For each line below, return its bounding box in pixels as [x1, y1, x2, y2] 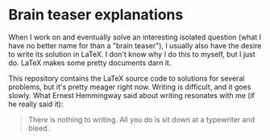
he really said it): [8, 99, 64, 109]
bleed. [27, 123, 50, 133]
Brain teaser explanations [8, 6, 184, 24]
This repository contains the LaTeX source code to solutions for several [8, 73, 245, 83]
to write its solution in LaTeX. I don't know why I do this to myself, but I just [8, 49, 255, 59]
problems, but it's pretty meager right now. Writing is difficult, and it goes [8, 82, 251, 92]
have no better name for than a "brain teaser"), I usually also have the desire [8, 40, 262, 50]
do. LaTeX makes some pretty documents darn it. [8, 58, 172, 68]
